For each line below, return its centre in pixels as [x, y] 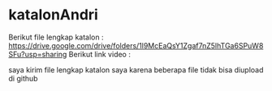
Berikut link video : [100, 54]
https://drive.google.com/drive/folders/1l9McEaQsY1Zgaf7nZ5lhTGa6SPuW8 [136, 45]
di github [23, 78]
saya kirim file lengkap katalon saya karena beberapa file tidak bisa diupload [136, 69]
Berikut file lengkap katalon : [56, 37]
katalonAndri [54, 15]
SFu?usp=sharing [38, 54]
